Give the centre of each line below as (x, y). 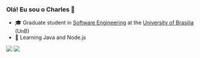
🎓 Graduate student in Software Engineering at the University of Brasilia (104, 22)
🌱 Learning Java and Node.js (50, 37)
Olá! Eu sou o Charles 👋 (41, 9)
